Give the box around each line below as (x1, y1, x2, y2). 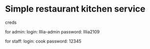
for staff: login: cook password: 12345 (5, 38, 82, 44)
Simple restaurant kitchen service (5, 3, 146, 15)
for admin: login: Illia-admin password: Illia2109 (5, 29, 100, 34)
